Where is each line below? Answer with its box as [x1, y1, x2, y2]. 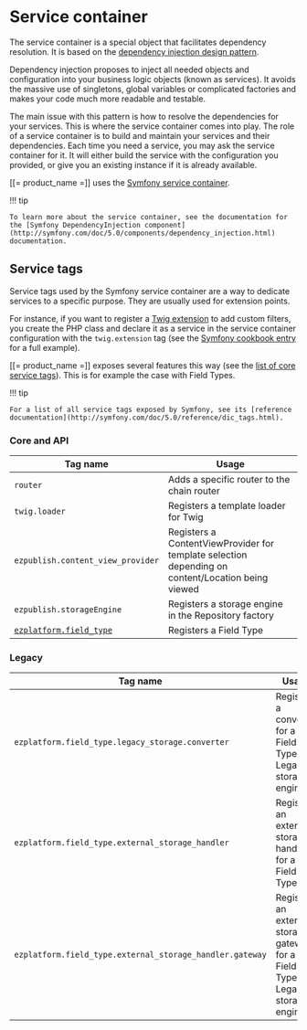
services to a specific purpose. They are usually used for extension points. [9, 295, 291, 306]
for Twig [167, 511, 204, 524]
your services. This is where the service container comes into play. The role [9, 121, 295, 132]
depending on [167, 560, 228, 573]
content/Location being [167, 571, 269, 584]
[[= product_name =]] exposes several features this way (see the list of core [9, 359, 296, 371]
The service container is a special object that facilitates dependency [9, 37, 267, 48]
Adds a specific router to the [167, 473, 291, 486]
